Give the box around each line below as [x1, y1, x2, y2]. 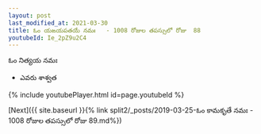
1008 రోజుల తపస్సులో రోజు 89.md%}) [8, 116, 122, 125]
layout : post [8, 11, 52, 20]
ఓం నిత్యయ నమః [8, 56, 58, 65]
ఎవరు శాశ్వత [19, 73, 57, 82]
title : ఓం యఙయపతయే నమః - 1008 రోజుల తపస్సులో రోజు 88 [8, 26, 201, 34]
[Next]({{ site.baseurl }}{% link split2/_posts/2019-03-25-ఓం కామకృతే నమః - [8, 105, 254, 115]
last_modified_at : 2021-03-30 [8, 19, 109, 27]
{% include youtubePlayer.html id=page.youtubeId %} [8, 90, 185, 100]
